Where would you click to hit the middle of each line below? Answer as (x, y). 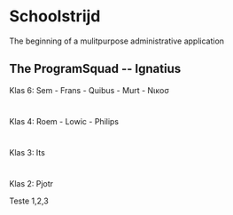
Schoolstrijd (55, 16)
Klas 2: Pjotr (31, 184)
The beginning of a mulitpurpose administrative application (116, 41)
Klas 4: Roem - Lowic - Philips (64, 121)
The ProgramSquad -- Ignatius (95, 69)
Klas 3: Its (27, 153)
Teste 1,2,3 (29, 201)
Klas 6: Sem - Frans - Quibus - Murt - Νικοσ (89, 90)
